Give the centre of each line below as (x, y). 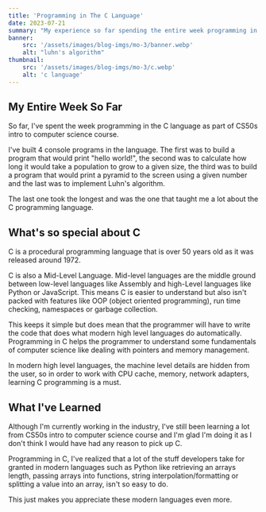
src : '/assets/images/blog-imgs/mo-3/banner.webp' (108, 45)
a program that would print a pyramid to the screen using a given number (128, 175)
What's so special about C (75, 233)
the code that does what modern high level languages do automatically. (125, 333)
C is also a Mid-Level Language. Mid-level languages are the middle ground (132, 276)
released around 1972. (44, 260)
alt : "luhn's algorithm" (64, 52)
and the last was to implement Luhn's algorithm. (87, 184)
